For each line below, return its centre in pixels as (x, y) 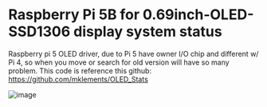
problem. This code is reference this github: (80, 70)
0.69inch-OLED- (198, 15)
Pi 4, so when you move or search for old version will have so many (119, 62)
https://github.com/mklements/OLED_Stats (79, 79)
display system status (147, 32)
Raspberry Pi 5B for (74, 15)
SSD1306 (39, 32)
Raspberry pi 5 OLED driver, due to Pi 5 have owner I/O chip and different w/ (133, 53)
